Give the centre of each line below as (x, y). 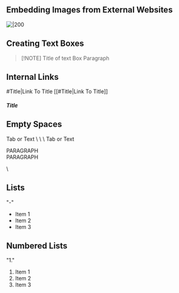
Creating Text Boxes (45, 44)
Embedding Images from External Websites (89, 10)
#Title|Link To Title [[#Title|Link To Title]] (57, 92)
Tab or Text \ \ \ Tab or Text (40, 139)
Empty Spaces (34, 124)
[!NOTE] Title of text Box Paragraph (65, 58)
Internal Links (33, 77)
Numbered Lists (37, 246)
